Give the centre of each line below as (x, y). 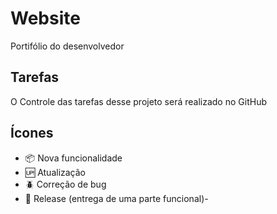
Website (45, 18)
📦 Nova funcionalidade (73, 158)
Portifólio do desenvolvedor (67, 46)
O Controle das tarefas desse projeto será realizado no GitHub (138, 101)
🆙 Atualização (55, 172)
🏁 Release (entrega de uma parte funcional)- (116, 198)
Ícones (32, 133)
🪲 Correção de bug (65, 184)
